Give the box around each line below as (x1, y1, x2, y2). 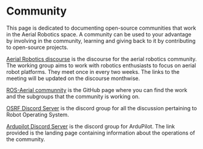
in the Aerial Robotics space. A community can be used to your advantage (6, 30, 192, 38)
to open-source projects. (6, 44, 68, 51)
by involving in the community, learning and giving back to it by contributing (6, 37, 196, 44)
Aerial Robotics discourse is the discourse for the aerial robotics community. (6, 55, 197, 62)
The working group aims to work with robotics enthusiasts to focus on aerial (6, 62, 196, 69)
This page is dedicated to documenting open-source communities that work (6, 24, 196, 31)
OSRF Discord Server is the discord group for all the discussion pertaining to (6, 104, 197, 111)
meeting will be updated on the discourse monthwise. (6, 74, 141, 82)
